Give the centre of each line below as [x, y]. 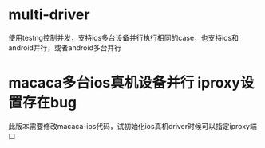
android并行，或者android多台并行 [65, 47]
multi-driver [49, 15]
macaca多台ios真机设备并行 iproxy [125, 83]
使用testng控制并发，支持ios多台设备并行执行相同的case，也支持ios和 [124, 37]
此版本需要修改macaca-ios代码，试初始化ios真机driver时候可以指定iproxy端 [132, 126]
